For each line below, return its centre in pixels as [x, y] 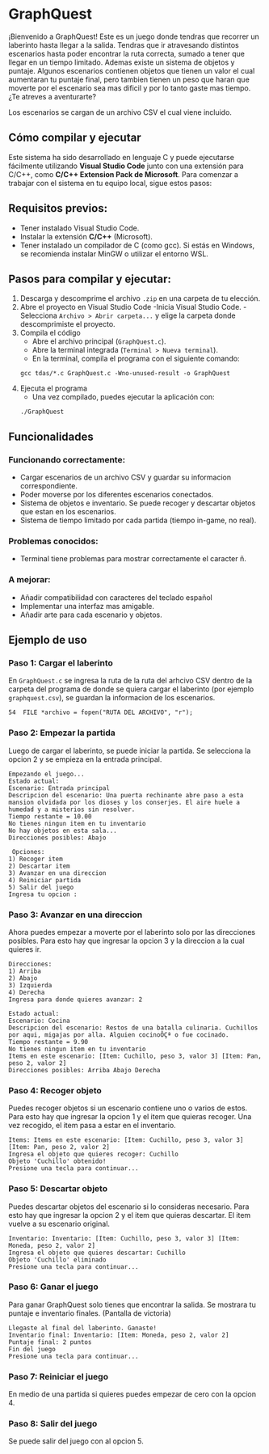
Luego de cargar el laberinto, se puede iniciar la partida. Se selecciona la [130, 750]
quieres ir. [25, 949]
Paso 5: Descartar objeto [58, 1189]
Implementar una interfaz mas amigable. [87, 606]
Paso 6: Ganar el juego [53, 1287]
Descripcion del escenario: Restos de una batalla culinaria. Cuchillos [133, 1028]
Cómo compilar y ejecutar [75, 138]
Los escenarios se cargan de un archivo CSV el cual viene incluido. [120, 112]
